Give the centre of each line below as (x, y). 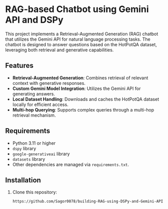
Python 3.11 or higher (34, 143)
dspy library (24, 148)
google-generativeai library (41, 154)
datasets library (29, 159)
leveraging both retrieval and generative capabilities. (59, 50)
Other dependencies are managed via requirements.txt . (71, 164)
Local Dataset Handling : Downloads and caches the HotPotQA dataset (86, 99)
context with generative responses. (49, 83)
